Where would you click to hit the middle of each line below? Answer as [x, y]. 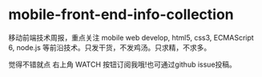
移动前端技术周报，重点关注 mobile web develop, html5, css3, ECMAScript [131, 37]
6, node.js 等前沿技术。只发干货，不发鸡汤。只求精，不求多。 [110, 47]
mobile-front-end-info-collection [121, 15]
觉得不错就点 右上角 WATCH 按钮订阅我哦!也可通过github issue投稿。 [122, 64]
